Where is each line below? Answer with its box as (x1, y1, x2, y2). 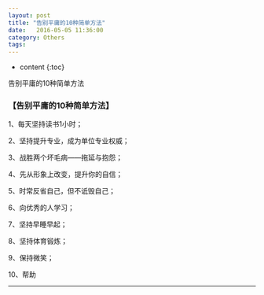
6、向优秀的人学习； (8, 203, 75, 212)
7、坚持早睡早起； (8, 219, 68, 229)
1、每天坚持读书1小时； (8, 120, 83, 129)
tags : (8, 41, 26, 49)
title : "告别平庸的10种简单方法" (8, 19, 106, 27)
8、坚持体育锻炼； (8, 237, 68, 246)
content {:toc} (19, 62, 65, 72)
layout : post (8, 11, 51, 20)
